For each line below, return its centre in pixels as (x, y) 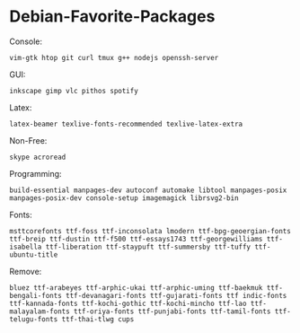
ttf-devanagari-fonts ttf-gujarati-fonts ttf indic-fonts (176, 295)
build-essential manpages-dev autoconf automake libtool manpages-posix (148, 190)
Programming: (35, 173)
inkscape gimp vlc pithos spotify (74, 91)
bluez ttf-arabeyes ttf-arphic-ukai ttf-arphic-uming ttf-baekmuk (136, 288)
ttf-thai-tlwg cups (98, 319)
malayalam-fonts (40, 311)
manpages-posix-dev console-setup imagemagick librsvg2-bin (124, 198)
